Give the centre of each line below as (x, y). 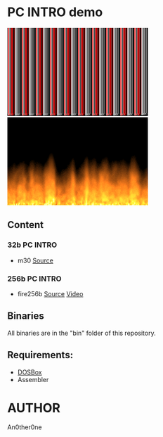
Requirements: (40, 355)
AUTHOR (34, 408)
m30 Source (35, 260)
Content (26, 225)
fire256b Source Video (50, 293)
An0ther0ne (25, 427)
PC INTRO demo (55, 12)
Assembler (33, 379)
